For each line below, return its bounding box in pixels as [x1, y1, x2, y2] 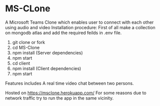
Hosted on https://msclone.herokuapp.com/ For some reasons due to [5, 90, 147, 96]
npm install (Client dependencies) [12, 65, 81, 71]
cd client [12, 60, 31, 66]
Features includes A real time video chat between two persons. [5, 80, 134, 86]
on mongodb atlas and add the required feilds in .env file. [5, 30, 122, 35]
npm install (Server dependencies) [12, 50, 83, 56]
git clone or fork [12, 39, 46, 45]
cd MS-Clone [12, 44, 40, 50]
